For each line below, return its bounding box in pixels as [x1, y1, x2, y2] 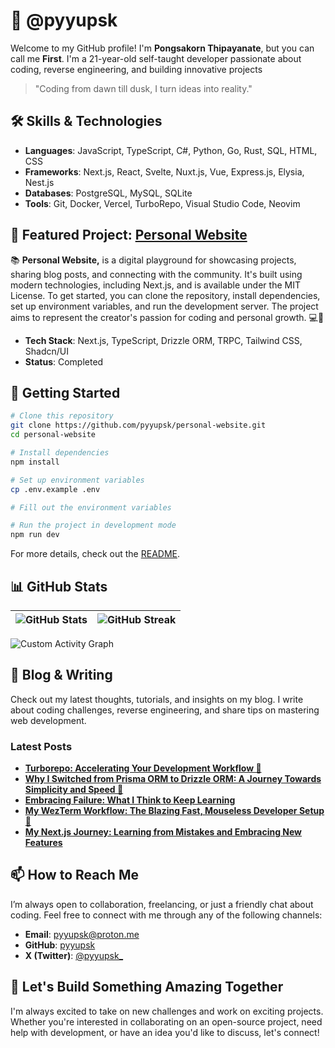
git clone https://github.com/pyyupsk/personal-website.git [10, 420, 267, 431]
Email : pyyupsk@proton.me [24, 928, 140, 940]
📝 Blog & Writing [10, 667, 113, 684]
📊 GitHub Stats [10, 578, 108, 595]
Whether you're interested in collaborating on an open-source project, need [10, 1015, 323, 1028]
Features [24, 837, 63, 849]
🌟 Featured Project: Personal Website [10, 227, 248, 244]
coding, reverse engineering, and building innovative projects [10, 63, 263, 75]
